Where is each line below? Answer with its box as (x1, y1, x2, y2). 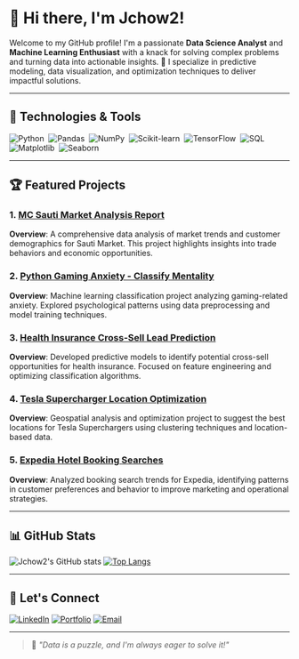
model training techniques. (9, 309, 108, 319)
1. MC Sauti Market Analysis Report (9, 209, 165, 221)
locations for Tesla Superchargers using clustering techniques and (9, 422, 254, 433)
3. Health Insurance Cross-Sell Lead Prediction (9, 331, 216, 343)
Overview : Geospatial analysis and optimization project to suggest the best (9, 413, 286, 423)
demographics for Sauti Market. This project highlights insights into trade (9, 238, 278, 249)
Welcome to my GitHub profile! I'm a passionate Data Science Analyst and (9, 37, 283, 48)
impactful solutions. (9, 75, 82, 85)
